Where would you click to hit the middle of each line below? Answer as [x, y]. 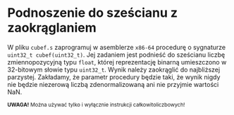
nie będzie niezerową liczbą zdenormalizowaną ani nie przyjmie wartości [113, 84]
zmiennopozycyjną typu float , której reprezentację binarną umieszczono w [117, 62]
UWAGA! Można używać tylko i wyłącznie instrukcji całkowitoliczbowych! [96, 104]
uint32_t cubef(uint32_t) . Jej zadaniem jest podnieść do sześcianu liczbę [116, 55]
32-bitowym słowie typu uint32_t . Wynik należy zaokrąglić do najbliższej [114, 69]
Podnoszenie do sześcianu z [93, 13]
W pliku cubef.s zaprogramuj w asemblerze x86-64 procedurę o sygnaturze [117, 47]
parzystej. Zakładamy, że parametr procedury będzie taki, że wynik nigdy [114, 77]
